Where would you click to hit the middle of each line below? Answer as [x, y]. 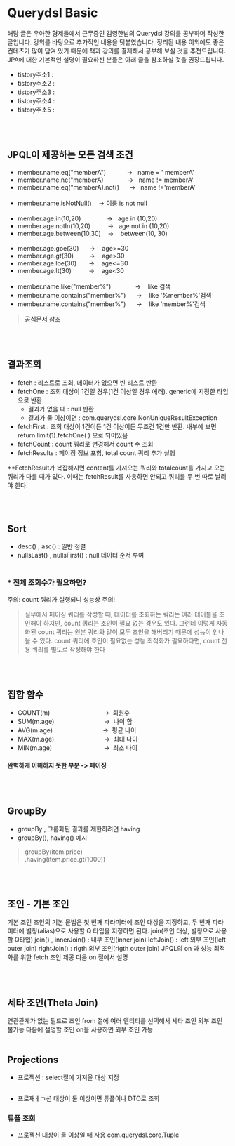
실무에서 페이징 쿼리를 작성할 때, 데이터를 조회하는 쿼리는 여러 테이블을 [121, 614]
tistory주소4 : [36, 100]
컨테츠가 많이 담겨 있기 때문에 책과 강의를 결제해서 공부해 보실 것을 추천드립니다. [117, 51]
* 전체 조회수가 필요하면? [47, 583]
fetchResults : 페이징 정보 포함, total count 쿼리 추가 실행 [96, 453]
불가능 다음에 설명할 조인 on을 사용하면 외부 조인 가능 [80, 1029]
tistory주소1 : [35, 74]
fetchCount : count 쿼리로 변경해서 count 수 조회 [85, 444]
